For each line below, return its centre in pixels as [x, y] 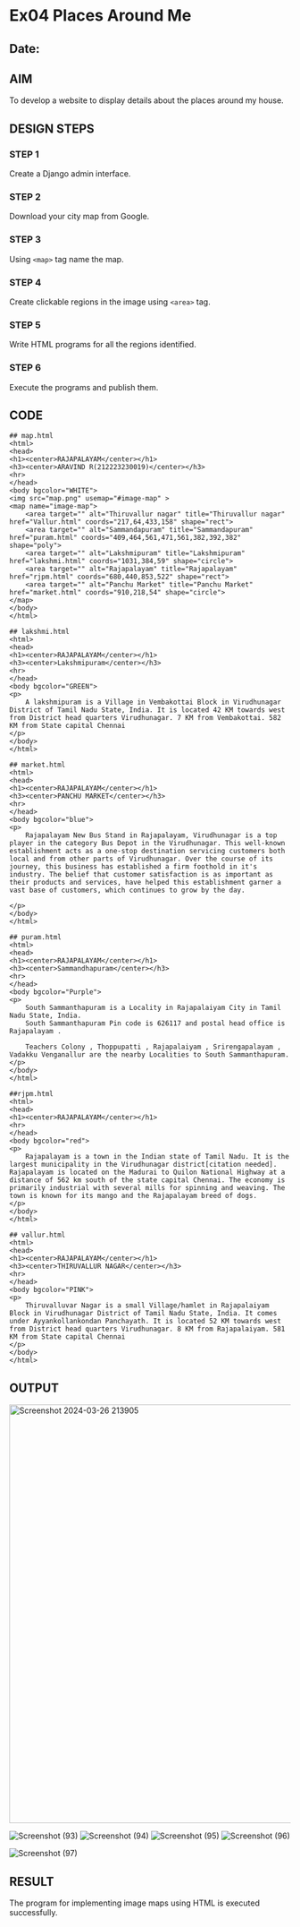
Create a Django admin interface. [70, 174]
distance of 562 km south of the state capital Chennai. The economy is [147, 1180]
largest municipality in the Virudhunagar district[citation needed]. [143, 1165]
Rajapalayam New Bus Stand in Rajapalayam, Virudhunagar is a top [151, 835]
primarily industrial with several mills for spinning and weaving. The [147, 1188]
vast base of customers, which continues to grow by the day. [127, 891]
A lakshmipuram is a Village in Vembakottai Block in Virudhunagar [153, 702]
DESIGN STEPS [52, 128]
